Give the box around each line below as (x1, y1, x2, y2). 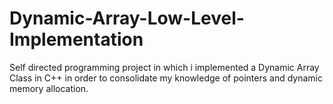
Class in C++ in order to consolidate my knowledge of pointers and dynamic (9, 72, 323, 84)
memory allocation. (9, 82, 89, 94)
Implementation (9, 28, 144, 51)
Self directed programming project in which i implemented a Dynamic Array (9, 61, 320, 73)
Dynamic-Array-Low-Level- (9, 7, 245, 30)
